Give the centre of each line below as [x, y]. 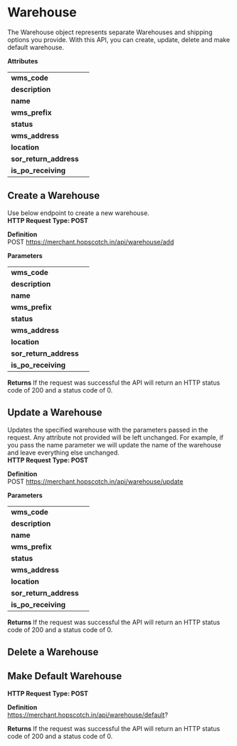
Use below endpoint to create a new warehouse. [78, 213]
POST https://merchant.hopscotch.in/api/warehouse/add [91, 242]
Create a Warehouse [54, 196]
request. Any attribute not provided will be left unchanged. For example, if [116, 437]
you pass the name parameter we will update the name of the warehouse [115, 445]
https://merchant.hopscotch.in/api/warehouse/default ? [88, 715]
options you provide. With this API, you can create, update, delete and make [118, 39]
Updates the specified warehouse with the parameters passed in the [108, 430]
